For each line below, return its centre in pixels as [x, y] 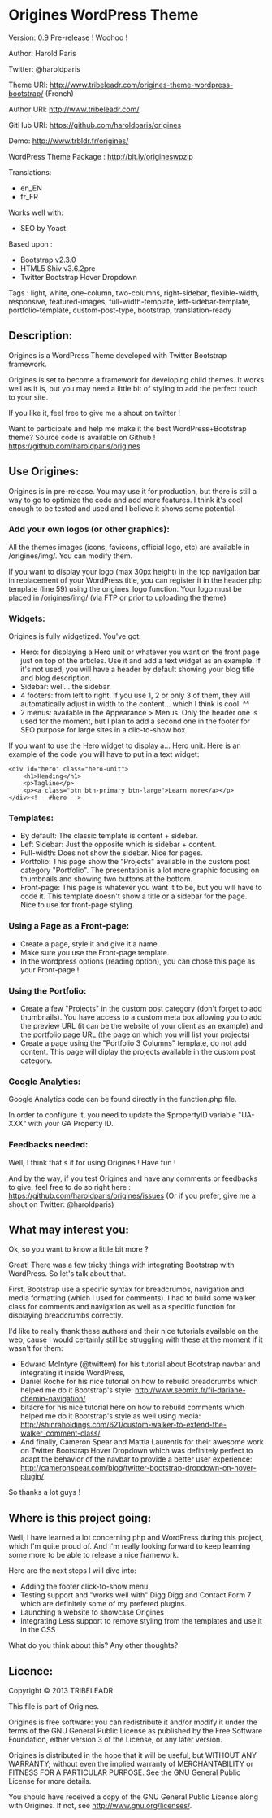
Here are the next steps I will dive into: [72, 1571]
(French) [60, 93]
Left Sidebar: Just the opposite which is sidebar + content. [118, 845]
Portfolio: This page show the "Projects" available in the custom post [135, 862]
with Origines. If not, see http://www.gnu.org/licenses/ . [100, 1806]
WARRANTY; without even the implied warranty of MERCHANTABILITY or [131, 1764]
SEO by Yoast [43, 228]
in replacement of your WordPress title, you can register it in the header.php [135, 580]
